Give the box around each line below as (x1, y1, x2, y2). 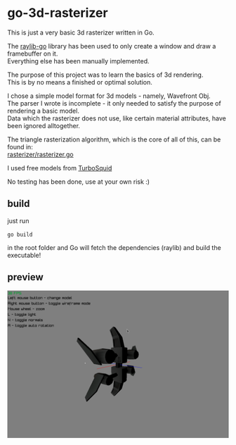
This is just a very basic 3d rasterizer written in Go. (7, 28, 155, 37)
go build (7, 231, 33, 238)
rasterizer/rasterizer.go (7, 150, 74, 158)
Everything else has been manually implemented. (7, 56, 150, 65)
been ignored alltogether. (7, 121, 81, 130)
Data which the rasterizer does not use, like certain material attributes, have (7, 114, 227, 123)
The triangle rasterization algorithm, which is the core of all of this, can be (7, 135, 221, 144)
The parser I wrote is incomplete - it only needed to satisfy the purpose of (7, 99, 221, 107)
